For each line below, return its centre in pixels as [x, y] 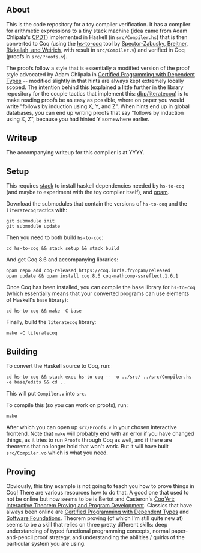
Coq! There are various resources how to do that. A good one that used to [97, 493]
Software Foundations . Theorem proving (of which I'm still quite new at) [95, 518]
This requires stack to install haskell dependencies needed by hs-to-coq [95, 186]
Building [22, 351]
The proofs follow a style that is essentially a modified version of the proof [98, 68]
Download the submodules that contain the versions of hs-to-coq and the [97, 204]
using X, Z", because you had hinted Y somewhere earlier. [78, 119]
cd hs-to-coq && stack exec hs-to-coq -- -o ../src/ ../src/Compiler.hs [99, 377]
